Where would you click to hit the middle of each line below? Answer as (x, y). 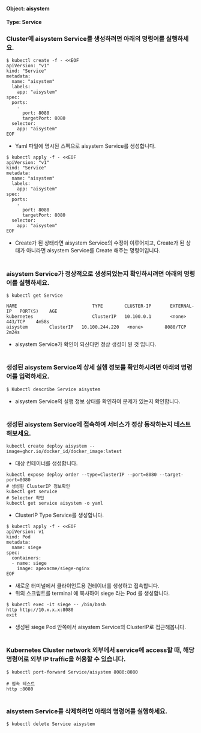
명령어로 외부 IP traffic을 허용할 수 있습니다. (66, 659)
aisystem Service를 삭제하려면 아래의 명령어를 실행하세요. (87, 711)
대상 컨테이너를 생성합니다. (46, 463)
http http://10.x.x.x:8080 (40, 610)
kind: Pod (19, 537)
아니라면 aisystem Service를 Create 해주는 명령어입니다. (93, 251)
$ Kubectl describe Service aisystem (53, 389)
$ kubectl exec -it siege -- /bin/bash (56, 605)
